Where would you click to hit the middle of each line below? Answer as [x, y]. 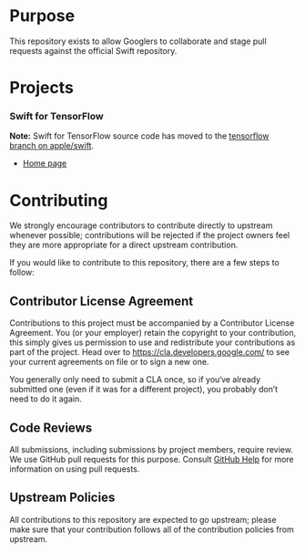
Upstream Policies [62, 498]
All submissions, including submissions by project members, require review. [151, 449]
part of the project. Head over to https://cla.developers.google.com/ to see [150, 352]
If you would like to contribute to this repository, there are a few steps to [144, 263]
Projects [42, 88]
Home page [45, 163]
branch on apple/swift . [51, 146]
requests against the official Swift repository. [93, 50]
